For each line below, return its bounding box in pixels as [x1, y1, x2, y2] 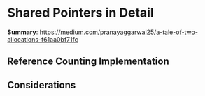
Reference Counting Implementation [7, 56, 169, 67]
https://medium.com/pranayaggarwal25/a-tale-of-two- [39, 28, 198, 36]
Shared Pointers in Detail [7, 5, 154, 21]
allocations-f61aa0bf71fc [7, 35, 78, 43]
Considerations [7, 79, 76, 91]
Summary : [7, 28, 38, 36]
